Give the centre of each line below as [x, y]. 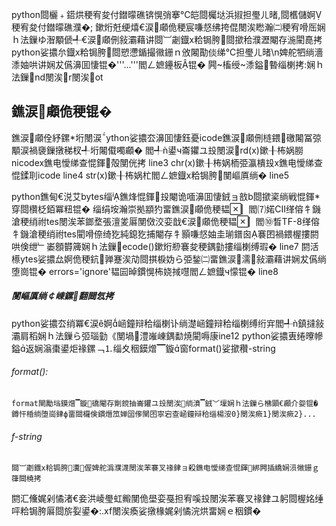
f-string [27, 436]
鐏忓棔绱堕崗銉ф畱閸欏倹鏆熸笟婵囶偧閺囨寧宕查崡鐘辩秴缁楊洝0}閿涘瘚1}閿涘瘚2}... [164, 414]
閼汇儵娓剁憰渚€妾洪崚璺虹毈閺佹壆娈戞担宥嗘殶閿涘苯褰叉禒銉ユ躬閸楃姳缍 [167, 499]
